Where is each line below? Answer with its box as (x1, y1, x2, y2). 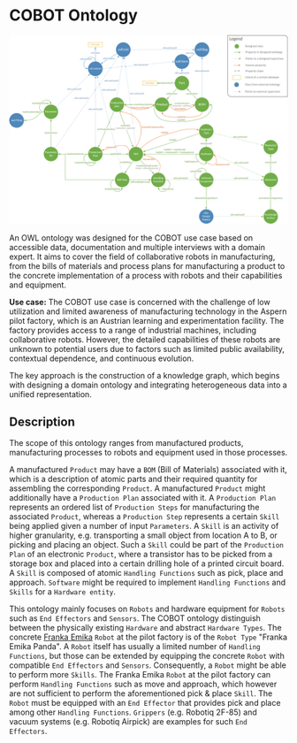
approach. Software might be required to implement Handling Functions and (9, 577, 286, 588)
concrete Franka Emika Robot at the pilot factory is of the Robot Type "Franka (9, 632, 288, 642)
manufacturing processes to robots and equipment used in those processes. (9, 448, 288, 458)
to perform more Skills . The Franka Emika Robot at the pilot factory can (9, 670, 271, 680)
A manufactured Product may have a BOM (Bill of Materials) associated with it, (9, 464, 287, 475)
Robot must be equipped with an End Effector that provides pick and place (9, 698, 281, 709)
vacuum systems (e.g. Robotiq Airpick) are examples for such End (9, 716, 247, 727)
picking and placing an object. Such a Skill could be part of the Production (9, 540, 285, 550)
